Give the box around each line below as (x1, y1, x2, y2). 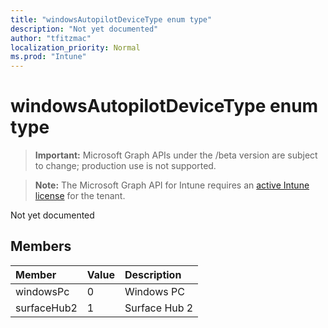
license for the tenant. (34, 190, 126, 202)
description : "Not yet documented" (10, 24, 159, 34)
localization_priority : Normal (10, 42, 141, 53)
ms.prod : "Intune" (10, 52, 87, 62)
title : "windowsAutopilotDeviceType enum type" (10, 14, 213, 25)
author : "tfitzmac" (10, 33, 92, 43)
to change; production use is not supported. (34, 160, 217, 172)
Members (10, 238, 72, 255)
